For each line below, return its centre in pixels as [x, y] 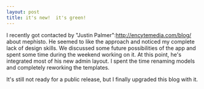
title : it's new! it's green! [46, 18]
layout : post [23, 12]
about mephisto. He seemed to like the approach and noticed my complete [100, 41]
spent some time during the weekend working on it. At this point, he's [94, 54]
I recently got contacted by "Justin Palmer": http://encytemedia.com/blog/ [99, 35]
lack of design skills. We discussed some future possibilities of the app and [101, 48]
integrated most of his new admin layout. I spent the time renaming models [100, 61]
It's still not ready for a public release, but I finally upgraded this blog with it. [102, 79]
